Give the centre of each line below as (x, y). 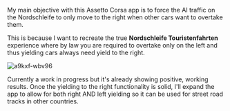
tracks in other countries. (43, 101)
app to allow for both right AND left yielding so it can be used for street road (115, 94)
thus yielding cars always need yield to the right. (76, 52)
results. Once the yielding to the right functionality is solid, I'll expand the (111, 87)
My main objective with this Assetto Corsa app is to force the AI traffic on (111, 10)
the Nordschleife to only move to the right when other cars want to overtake (115, 17)
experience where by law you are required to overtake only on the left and (112, 45)
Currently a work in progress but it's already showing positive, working (108, 79)
